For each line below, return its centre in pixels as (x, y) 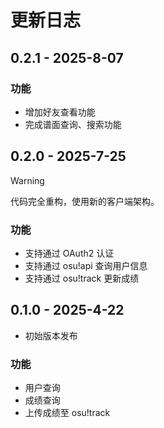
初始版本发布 (51, 335)
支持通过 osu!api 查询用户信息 (86, 265)
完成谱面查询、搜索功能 (73, 124)
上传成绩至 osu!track (67, 413)
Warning (27, 180)
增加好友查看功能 (60, 112)
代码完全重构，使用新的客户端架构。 (85, 201)
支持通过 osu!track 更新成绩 (82, 278)
